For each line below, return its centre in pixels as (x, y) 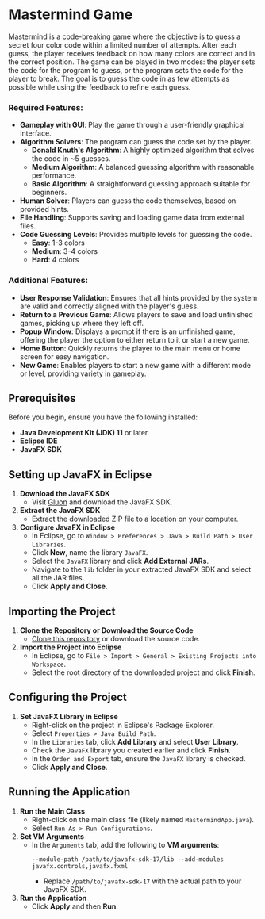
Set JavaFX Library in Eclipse (69, 716)
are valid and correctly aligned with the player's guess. (109, 306)
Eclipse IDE (38, 441)
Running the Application (69, 792)
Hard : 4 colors (55, 260)
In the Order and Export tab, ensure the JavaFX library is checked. (138, 758)
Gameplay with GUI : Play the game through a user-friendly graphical (132, 125)
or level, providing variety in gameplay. (83, 373)
